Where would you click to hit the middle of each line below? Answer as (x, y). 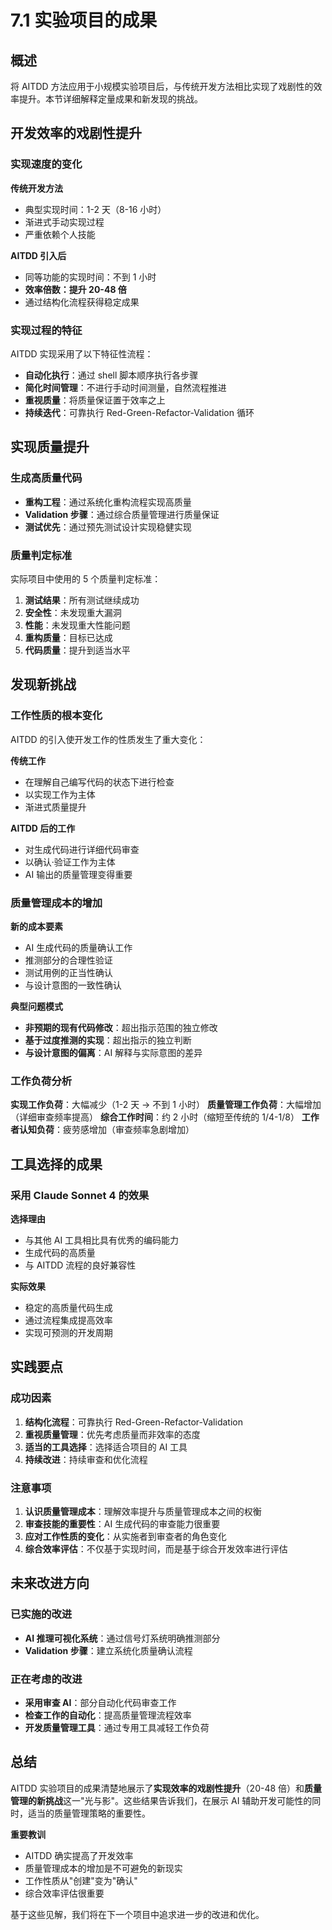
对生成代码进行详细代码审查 (82, 849)
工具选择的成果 (56, 1164)
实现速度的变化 (46, 164)
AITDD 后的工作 (43, 828)
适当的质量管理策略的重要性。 (89, 1813)
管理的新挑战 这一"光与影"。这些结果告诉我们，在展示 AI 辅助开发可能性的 (161, 1800)
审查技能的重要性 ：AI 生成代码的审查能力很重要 (122, 1523)
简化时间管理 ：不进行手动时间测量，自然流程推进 (125, 387)
